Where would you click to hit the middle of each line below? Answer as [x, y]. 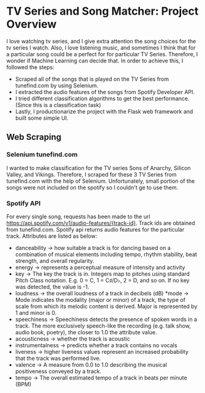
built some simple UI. [42, 118]
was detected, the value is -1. [52, 287]
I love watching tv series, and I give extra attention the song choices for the [101, 41]
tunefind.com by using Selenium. [57, 85]
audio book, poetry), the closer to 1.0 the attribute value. [86, 332]
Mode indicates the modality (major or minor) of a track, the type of [100, 299]
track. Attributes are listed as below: [52, 236]
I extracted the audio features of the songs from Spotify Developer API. [105, 92]
